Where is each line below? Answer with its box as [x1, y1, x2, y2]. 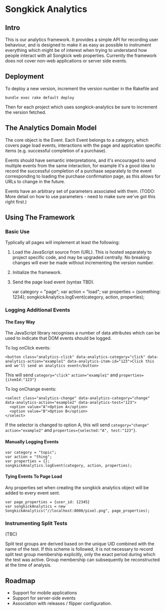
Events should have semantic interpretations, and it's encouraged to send [5, 157, 156, 163]
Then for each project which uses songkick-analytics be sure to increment [5, 104, 158, 110]
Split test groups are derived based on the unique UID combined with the [5, 541, 155, 547]
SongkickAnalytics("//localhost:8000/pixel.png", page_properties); [5, 508, 150, 513]
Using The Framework [5, 213, 75, 222]
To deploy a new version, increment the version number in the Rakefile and [5, 85, 159, 91]
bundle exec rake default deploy [5, 95, 75, 100]
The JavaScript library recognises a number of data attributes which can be [5, 330, 160, 336]
